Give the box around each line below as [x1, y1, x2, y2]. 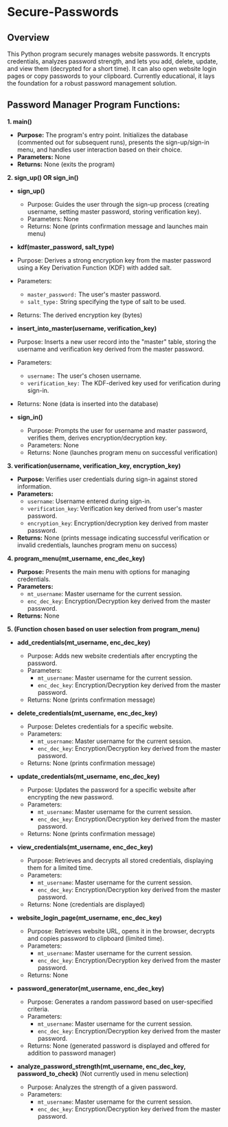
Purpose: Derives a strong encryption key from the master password [16, 256, 212, 264]
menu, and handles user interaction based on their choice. [16, 145, 183, 154]
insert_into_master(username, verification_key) [16, 324, 157, 332]
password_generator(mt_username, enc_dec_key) [16, 984, 165, 993]
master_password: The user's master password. [27, 290, 161, 298]
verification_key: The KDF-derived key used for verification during [27, 378, 221, 387]
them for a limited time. [27, 863, 93, 872]
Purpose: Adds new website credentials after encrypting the [27, 651, 198, 660]
